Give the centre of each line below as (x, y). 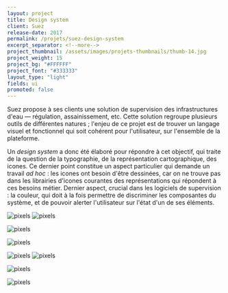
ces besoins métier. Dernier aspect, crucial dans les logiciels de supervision (114, 188)
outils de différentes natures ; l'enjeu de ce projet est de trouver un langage (114, 124)
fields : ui (23, 84)
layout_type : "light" (38, 77)
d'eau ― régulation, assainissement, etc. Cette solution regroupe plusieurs (112, 116)
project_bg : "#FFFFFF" (39, 64)
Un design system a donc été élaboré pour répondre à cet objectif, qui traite (114, 152)
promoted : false (30, 90)
